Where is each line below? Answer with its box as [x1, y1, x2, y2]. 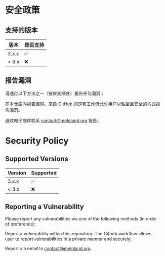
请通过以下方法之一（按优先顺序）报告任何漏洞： [5, 90, 105, 96]
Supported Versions [5, 155, 68, 163]
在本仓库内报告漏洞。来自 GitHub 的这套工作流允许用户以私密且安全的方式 [5, 101, 156, 107]
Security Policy [5, 135, 69, 146]
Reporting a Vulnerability [5, 203, 84, 211]
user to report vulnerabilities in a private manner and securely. [5, 236, 132, 242]
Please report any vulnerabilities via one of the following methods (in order [5, 215, 157, 221]
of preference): [5, 221, 36, 227]
